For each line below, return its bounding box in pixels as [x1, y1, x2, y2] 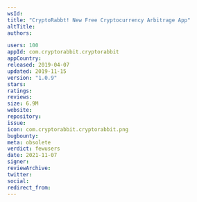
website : [7, 107, 33, 114]
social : [7, 178, 30, 185]
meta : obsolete [7, 139, 51, 146]
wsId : [7, 10, 23, 17]
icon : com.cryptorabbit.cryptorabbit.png [7, 126, 129, 133]
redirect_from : [7, 184, 51, 191]
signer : [7, 158, 30, 165]
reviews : [7, 94, 33, 101]
